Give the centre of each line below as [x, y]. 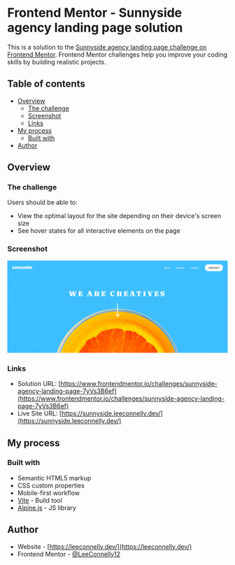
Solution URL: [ [39, 384]
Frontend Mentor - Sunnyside [95, 13]
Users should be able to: [43, 202]
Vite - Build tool [40, 500]
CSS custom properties [51, 485]
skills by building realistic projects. [57, 62]
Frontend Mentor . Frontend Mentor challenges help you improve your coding [117, 55]
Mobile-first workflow [49, 493]
